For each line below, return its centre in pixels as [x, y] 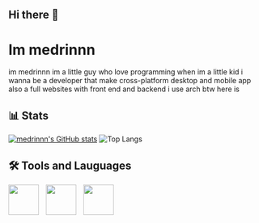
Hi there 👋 [34, 15]
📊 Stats [29, 115]
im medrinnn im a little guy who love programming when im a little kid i [126, 72]
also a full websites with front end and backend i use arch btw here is [124, 89]
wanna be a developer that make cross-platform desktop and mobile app [130, 81]
